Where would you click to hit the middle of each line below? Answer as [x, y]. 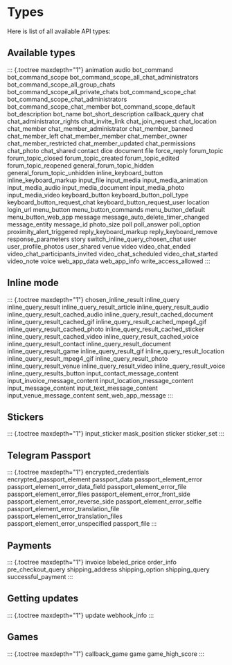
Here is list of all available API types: [59, 31]
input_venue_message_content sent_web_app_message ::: [90, 395]
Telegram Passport [49, 455]
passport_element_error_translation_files [65, 516]
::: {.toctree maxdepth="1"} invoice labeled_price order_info [92, 562]
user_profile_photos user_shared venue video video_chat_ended [99, 246]
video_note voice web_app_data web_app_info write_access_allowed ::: [109, 261]
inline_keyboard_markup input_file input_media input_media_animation [107, 180]
